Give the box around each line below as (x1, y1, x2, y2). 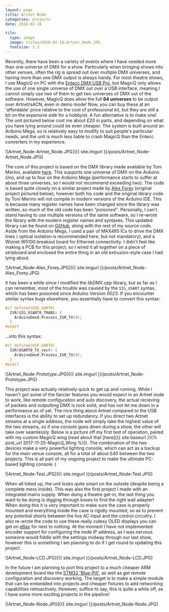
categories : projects (5, 17, 51, 22)
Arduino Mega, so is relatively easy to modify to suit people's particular (5, 128, 153, 134)
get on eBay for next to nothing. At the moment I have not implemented (5, 523, 153, 529)
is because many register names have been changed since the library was (5, 201, 160, 207)
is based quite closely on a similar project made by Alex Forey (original (5, 185, 152, 191)
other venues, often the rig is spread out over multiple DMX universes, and (5, 69, 160, 75)
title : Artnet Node (5, 12, 46, 17)
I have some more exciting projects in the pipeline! (5, 591, 110, 597)
